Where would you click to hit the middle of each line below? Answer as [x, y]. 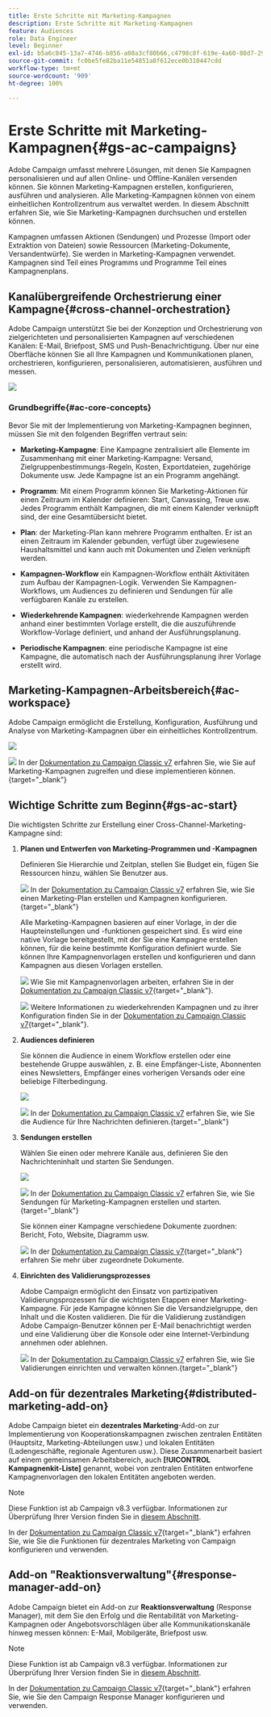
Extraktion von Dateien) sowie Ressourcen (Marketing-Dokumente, [119, 245]
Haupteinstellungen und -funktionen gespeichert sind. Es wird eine [131, 931]
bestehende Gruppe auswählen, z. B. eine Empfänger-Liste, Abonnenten [140, 1064]
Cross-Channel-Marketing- [201, 825]
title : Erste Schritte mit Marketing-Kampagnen [90, 16]
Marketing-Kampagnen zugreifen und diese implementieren [108, 771]
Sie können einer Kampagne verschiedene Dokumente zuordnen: [129, 1226]
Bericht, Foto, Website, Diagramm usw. [84, 1235]
